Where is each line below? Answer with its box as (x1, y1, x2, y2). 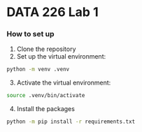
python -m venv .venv (6, 66, 70, 73)
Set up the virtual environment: (16, 52, 106, 61)
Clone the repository (16, 45, 76, 53)
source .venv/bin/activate (6, 92, 85, 99)
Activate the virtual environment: (16, 78, 111, 87)
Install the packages (16, 105, 75, 113)
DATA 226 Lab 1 (6, 4, 99, 20)
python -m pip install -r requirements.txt (6, 118, 136, 126)
